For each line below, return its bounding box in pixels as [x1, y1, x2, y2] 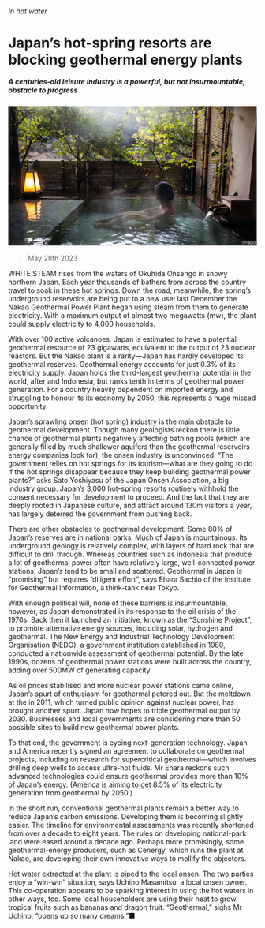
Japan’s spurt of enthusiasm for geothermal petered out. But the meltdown [8, 689, 251, 698]
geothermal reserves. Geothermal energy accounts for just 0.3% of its [8, 360, 237, 369]
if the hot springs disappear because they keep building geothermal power [8, 467, 251, 477]
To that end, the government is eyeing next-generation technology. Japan [8, 738, 248, 747]
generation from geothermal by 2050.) [8, 788, 133, 798]
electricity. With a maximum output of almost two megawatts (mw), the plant [8, 311, 256, 320]
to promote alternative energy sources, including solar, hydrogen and [8, 623, 233, 633]
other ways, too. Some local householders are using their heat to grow [8, 894, 237, 904]
